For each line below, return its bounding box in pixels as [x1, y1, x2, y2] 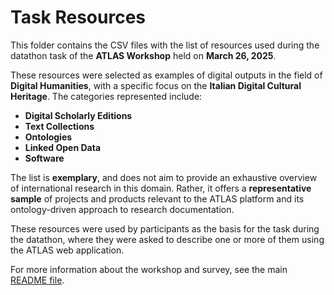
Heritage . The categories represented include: [10, 90, 203, 102]
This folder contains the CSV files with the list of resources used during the [10, 39, 320, 51]
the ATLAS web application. [10, 244, 125, 256]
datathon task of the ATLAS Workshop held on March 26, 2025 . [10, 49, 277, 61]
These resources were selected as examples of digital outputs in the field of [10, 69, 323, 81]
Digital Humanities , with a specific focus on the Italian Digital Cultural [10, 79, 302, 91]
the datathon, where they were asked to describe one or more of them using [10, 233, 325, 245]
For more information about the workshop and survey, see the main [10, 263, 288, 275]
